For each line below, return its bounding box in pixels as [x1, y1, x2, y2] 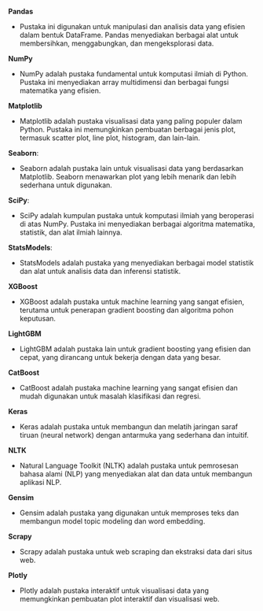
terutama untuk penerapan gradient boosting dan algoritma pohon [19, 305, 234, 314]
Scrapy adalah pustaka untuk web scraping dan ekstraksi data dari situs [19, 547, 253, 556]
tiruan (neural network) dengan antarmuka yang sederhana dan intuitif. [19, 431, 249, 439]
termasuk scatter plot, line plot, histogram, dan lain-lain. [19, 133, 200, 143]
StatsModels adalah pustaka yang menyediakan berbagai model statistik [19, 258, 254, 267]
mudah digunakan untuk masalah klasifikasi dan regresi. [19, 391, 202, 401]
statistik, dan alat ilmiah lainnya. [19, 228, 123, 237]
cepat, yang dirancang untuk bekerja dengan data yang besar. [19, 353, 221, 361]
